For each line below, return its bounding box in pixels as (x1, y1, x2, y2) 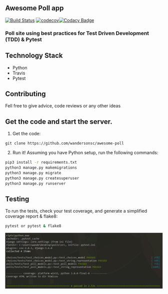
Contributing (5, 89, 46, 98)
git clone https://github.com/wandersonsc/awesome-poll (5, 141, 124, 146)
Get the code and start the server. (5, 117, 112, 126)
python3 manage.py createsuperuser (5, 176, 79, 181)
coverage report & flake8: (5, 213, 58, 219)
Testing (5, 195, 29, 203)
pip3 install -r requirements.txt (5, 160, 77, 165)
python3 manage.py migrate (5, 170, 61, 175)
